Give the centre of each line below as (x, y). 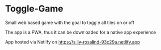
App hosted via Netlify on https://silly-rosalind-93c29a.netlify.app (73, 42)
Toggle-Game (34, 9)
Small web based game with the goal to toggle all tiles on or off (70, 22)
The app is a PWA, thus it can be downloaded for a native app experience (80, 32)
